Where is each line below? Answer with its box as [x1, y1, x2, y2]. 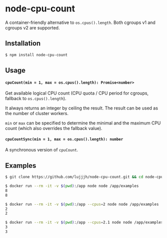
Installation [5, 39, 41, 48]
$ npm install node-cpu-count [5, 52, 68, 57]
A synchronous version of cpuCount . [5, 147, 79, 153]
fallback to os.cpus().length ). [5, 96, 67, 102]
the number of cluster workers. [5, 111, 69, 117]
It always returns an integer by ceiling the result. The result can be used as [5, 105, 158, 111]
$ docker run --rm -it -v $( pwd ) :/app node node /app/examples [5, 184, 139, 189]
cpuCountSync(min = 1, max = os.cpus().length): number [5, 136, 123, 142]
